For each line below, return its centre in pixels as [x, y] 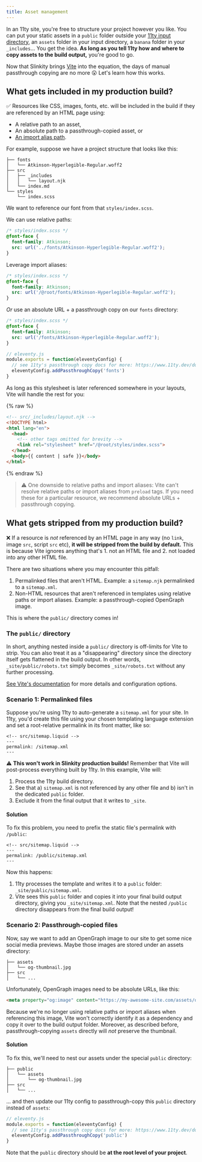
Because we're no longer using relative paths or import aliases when [91, 1011]
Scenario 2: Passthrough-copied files [62, 925]
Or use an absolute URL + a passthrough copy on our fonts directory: [92, 310]
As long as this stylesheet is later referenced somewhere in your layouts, [96, 388]
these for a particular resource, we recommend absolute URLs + [100, 498]
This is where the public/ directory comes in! [62, 617]
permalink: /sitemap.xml [37, 747]
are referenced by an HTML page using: [56, 113]
